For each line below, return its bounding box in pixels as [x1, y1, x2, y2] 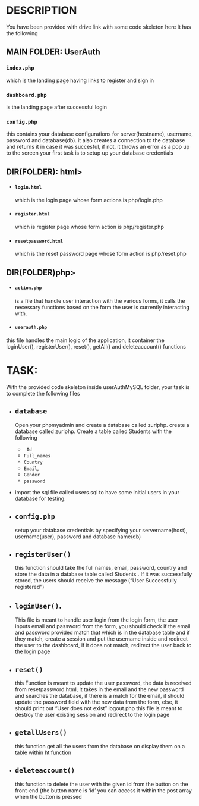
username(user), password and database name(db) [14, 533, 141, 540]
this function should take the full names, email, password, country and [14, 564, 187, 572]
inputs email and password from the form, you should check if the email [14, 623, 191, 630]
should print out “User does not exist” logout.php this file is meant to [14, 705, 183, 712]
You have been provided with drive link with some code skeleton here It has [6, 23, 191, 30]
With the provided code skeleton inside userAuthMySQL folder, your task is [6, 383, 190, 390]
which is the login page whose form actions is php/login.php [14, 196, 163, 203]
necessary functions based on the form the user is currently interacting [14, 303, 190, 311]
